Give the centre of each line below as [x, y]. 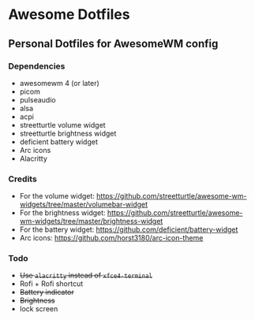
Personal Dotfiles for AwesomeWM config [113, 44]
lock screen [39, 309]
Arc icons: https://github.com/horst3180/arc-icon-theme [111, 238]
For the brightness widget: [62, 213]
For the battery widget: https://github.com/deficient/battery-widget [129, 229]
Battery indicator [47, 292]
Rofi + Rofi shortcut [51, 284]
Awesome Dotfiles [69, 15]
